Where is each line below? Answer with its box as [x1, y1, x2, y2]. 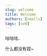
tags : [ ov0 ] [5, 21, 29, 26]
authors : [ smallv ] [5, 16, 43, 21]
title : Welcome [5, 12, 36, 17]
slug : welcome [5, 7, 34, 12]
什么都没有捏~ [5, 46, 34, 52]
